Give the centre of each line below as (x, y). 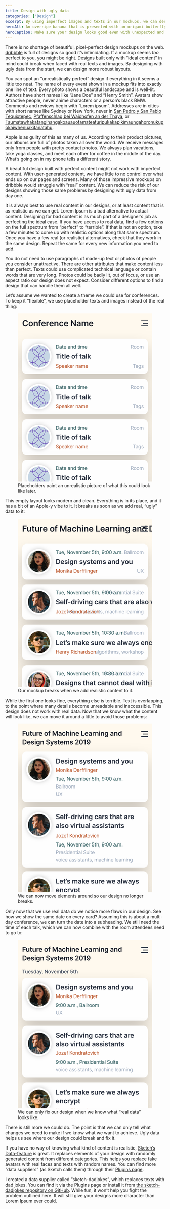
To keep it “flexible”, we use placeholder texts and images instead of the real (85, 301)
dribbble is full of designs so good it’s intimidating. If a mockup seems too (82, 53)
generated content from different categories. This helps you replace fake (81, 1159)
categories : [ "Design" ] (30, 16)
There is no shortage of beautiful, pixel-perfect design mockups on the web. (85, 47)
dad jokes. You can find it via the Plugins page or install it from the (74, 1185)
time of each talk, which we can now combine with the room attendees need (85, 927)
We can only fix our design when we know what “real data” (79, 1112)
